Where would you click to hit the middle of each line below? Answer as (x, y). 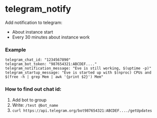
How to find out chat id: (33, 89)
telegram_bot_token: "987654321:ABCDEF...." (51, 64)
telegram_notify (38, 9)
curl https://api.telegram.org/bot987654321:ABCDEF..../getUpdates (82, 111)
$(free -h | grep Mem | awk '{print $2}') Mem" (54, 77)
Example (16, 50)
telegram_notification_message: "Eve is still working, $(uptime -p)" (78, 69)
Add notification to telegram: (34, 22)
